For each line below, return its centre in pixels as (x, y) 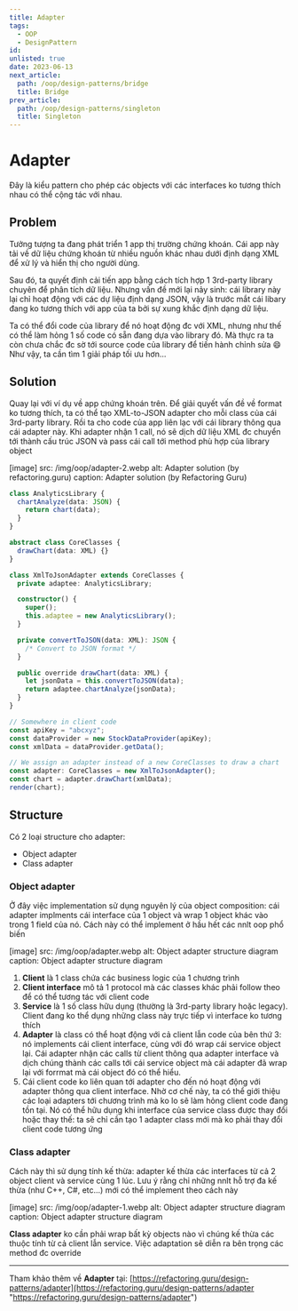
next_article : (35, 76)
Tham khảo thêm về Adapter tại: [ (71, 1279)
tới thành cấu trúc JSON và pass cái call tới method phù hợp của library (140, 441)
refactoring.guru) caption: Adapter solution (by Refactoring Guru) (128, 477)
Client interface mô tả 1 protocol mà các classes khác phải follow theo (151, 987)
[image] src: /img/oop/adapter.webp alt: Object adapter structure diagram (144, 951)
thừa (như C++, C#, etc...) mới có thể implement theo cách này (124, 1190)
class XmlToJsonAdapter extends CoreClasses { (97, 575)
